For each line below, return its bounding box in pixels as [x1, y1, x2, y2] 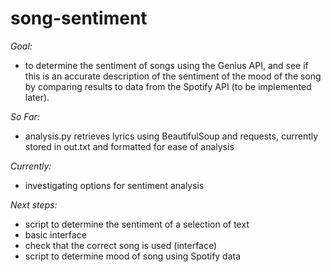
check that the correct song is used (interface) [24, 239, 218, 251]
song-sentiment [10, 7, 148, 30]
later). [24, 91, 50, 103]
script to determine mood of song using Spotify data [24, 250, 242, 262]
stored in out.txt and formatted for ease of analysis [24, 140, 235, 152]
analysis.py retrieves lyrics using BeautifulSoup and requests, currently [24, 130, 319, 142]
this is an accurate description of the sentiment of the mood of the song [24, 70, 322, 82]
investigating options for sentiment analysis [24, 179, 205, 191]
